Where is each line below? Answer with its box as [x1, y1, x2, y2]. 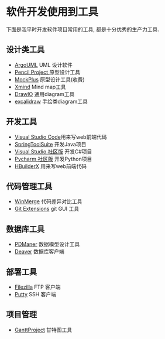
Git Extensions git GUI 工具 [14, 206, 80, 213]
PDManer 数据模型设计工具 [14, 241, 80, 248]
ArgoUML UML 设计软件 [14, 61, 73, 68]
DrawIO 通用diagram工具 [14, 90, 75, 97]
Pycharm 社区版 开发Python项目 [14, 155, 92, 162]
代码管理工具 [6, 181, 53, 191]
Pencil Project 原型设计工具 [14, 69, 81, 76]
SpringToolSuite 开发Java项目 [14, 141, 87, 148]
